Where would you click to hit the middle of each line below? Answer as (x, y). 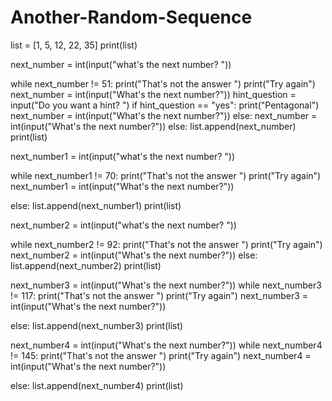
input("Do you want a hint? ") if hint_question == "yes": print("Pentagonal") (165, 105)
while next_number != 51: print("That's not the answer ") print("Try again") (163, 83)
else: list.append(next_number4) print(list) (97, 385)
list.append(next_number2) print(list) (86, 265)
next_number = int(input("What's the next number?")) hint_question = (153, 94)
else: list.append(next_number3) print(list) (97, 325)
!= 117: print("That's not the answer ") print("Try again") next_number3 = (159, 295)
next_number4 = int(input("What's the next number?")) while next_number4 (166, 345)
